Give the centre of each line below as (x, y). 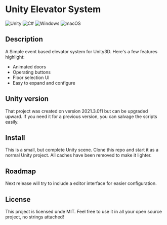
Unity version (27, 99)
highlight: (15, 57)
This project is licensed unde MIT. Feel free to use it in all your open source (83, 212)
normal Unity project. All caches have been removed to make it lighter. (78, 155)
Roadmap (21, 171)
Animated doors (29, 66)
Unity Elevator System (53, 9)
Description (24, 39)
